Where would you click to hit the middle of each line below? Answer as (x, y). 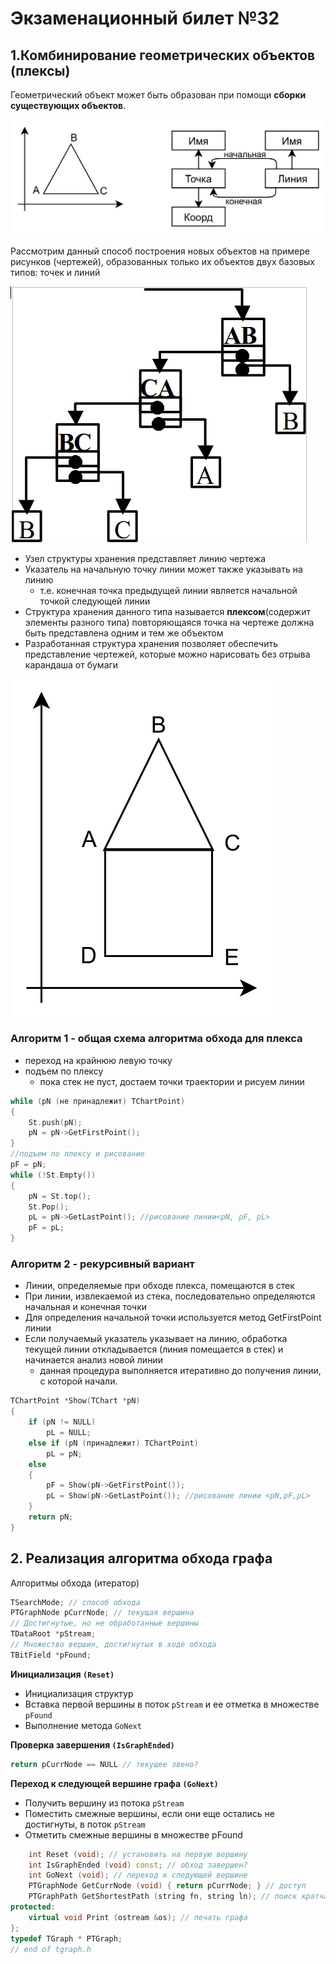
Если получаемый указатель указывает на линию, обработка (156, 1339)
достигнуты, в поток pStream (85, 1824)
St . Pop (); (49, 1207)
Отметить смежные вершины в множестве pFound (133, 1834)
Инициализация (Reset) (62, 1674)
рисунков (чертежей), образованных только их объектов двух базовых (162, 261)
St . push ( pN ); (55, 1122)
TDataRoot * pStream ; (53, 1634)
